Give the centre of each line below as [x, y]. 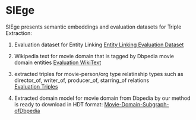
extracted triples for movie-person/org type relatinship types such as [99, 74]
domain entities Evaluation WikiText [58, 62]
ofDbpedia [27, 110]
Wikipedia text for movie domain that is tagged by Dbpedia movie [94, 56]
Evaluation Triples [36, 86]
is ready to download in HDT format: [59, 104]
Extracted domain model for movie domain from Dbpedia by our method [102, 98]
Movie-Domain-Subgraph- [137, 104]
